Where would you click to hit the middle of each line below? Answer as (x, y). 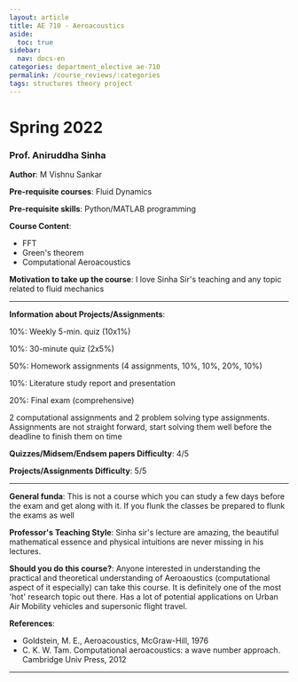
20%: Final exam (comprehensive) (72, 400)
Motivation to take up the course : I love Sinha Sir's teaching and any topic (145, 280)
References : (32, 623)
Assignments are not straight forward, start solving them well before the (141, 427)
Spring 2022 (56, 127)
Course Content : (40, 226)
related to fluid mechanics (57, 289)
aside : (21, 34)
